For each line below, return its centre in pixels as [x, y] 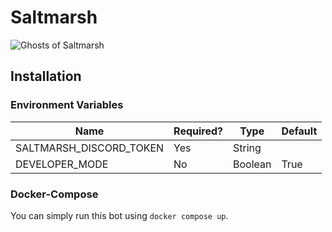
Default [299, 131]
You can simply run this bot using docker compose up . [119, 215]
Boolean [252, 164]
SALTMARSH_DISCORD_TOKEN [90, 148]
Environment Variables [67, 105]
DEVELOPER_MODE [62, 164]
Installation [46, 76]
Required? [198, 131]
